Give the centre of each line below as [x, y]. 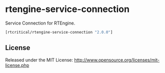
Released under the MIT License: [39, 60]
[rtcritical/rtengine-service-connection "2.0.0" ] [59, 32]
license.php [17, 65]
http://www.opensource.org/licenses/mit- [117, 60]
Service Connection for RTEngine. [40, 23]
